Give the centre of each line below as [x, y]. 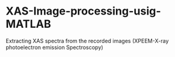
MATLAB [28, 24]
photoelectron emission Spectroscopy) [55, 47]
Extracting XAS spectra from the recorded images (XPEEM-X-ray [87, 41]
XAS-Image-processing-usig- [84, 11]
